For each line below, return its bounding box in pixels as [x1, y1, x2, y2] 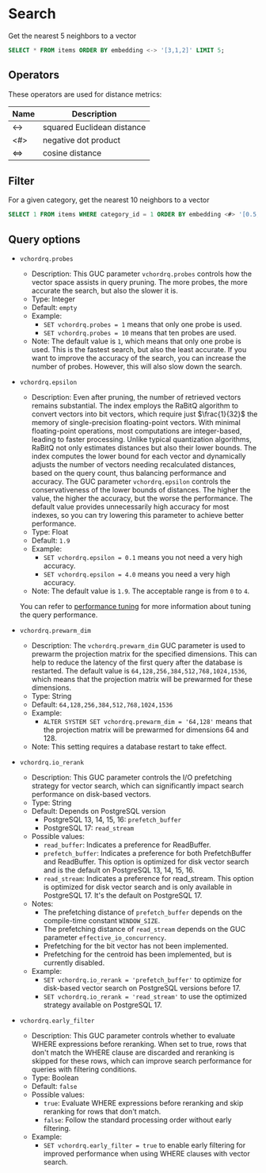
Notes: [31, 899, 54, 909]
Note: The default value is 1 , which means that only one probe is [31, 336, 241, 346]
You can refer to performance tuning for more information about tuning [19, 602, 252, 611]
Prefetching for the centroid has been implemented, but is [43, 949, 232, 960]
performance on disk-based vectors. [31, 790, 152, 799]
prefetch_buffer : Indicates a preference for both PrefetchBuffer [43, 849, 252, 858]
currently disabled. [43, 958, 105, 968]
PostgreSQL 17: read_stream [43, 823, 135, 833]
